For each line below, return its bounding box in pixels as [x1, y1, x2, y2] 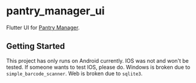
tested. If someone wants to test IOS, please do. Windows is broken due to [6, 63, 191, 70]
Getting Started [6, 41, 65, 51]
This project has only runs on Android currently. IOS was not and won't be [6, 57, 189, 64]
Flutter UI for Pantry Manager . [6, 24, 80, 31]
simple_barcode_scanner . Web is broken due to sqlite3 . [6, 70, 143, 77]
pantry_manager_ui [6, 4, 105, 18]
